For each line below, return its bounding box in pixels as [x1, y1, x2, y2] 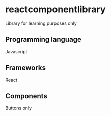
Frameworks [5, 64, 46, 72]
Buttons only [5, 105, 32, 111]
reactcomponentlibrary [5, 4, 106, 15]
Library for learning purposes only [5, 20, 77, 26]
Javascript [5, 48, 27, 54]
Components [5, 92, 47, 100]
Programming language [5, 35, 81, 44]
